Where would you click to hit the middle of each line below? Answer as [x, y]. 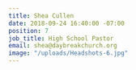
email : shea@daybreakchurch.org [63, 46]
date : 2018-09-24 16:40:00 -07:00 [67, 23]
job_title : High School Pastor [61, 38]
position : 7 [28, 31]
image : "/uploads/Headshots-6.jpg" [68, 53]
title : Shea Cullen [41, 16]
